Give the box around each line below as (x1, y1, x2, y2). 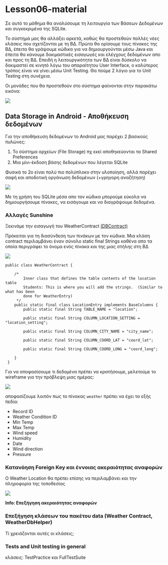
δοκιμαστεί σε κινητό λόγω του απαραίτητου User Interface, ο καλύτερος (5, 62, 158, 68)
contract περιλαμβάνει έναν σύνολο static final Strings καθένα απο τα (5, 238, 152, 244)
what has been (5, 289, 35, 295)
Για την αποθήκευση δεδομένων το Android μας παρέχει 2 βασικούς (5, 133, 148, 139)
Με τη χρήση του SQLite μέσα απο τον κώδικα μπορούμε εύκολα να (5, 193, 146, 200)
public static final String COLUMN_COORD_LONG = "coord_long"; (23, 347, 158, 352)
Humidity (12, 435, 32, 441)
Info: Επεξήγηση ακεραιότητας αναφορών (5, 500, 97, 506)
